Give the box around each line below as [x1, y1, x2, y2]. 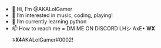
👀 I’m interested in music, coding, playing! [11, 12, 113, 19]
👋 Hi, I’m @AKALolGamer [11, 6, 72, 12]
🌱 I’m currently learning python [11, 18, 87, 25]
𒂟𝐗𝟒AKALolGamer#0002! [11, 36, 73, 43]
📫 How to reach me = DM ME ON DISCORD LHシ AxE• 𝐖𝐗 [11, 25, 155, 32]
